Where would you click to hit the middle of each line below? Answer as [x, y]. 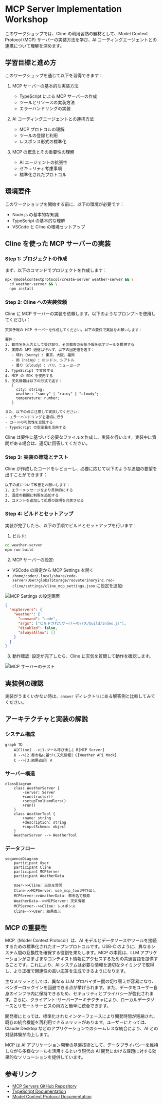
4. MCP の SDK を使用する [29, 376]
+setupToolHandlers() [45, 801]
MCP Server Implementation [63, 9]
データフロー [20, 848]
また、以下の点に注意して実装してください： [43, 412]
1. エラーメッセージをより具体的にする [39, 490]
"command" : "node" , [37, 619]
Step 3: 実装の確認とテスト [37, 457]
